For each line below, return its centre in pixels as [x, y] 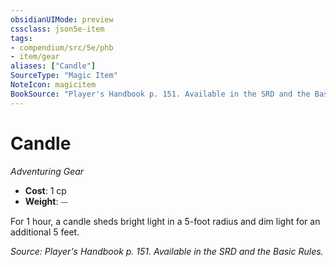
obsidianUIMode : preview [62, 19]
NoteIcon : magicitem [53, 85]
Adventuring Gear [47, 171]
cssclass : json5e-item [57, 29]
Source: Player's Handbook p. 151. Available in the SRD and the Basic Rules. [167, 251]
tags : [21, 38]
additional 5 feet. [45, 232]
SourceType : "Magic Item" [64, 76]
